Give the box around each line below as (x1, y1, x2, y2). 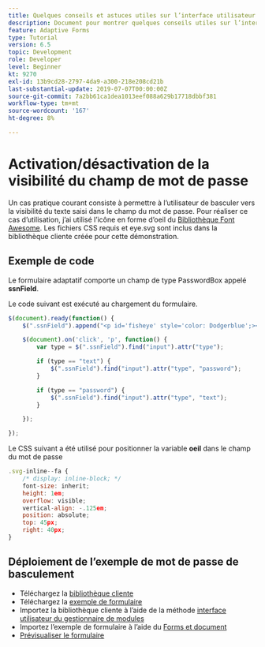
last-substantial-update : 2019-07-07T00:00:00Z (8, 84, 168, 93)
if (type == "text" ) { (36, 357, 111, 365)
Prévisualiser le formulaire (19, 630, 105, 640)
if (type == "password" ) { (36, 386, 125, 395)
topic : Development (8, 48, 73, 56)
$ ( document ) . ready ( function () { (8, 314, 114, 322)
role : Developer (8, 56, 62, 64)
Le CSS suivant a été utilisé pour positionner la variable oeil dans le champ (8, 443, 251, 454)
